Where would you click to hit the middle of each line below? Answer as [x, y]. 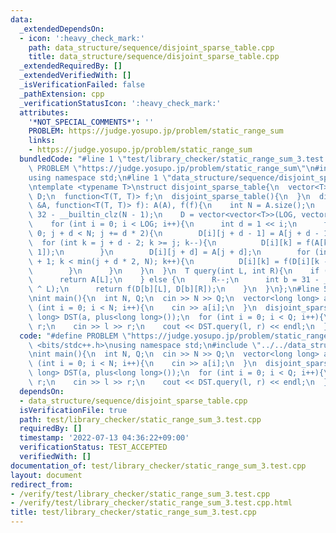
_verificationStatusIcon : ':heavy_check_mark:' [120, 103]
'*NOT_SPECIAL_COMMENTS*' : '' [91, 122]
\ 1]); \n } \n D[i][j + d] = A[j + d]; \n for [169, 252]
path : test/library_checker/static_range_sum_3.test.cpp [140, 419]
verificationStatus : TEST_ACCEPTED [93, 447]
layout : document [46, 475]
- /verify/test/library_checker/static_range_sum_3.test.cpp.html [151, 503]
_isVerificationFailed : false [82, 85]
